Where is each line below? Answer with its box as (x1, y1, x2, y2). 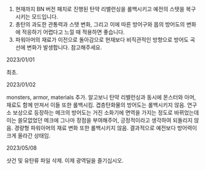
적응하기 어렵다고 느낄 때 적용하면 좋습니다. (21, 28, 125, 36)
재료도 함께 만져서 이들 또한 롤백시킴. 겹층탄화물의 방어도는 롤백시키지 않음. (6, 101, 186, 109)
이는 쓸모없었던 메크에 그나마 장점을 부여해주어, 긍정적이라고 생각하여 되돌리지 (6, 117, 193, 124)
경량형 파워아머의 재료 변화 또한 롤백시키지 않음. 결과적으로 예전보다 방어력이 (14, 125, 198, 131)
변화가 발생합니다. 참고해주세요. (26, 44, 102, 51)
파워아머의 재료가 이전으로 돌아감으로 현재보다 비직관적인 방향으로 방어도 (15, 36, 189, 43)
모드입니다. (31, 13, 58, 20)
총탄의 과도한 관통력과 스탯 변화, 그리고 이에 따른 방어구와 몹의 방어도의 (15, 21, 185, 28)
